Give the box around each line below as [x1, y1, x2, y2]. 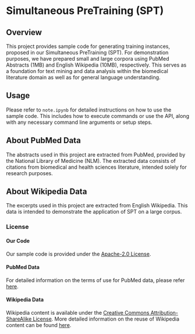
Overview [6, 27, 42, 37]
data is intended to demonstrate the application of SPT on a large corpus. [6, 208, 182, 215]
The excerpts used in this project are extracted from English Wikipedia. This [6, 202, 188, 209]
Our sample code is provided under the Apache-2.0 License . [6, 250, 151, 258]
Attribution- [150, 309, 179, 316]
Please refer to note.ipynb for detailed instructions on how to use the [6, 106, 172, 113]
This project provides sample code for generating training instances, [6, 43, 171, 50]
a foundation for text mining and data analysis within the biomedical [6, 68, 169, 74]
